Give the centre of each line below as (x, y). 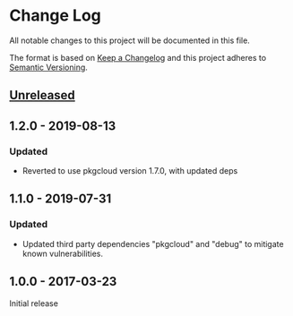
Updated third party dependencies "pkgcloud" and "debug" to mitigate (153, 243)
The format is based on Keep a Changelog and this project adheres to (138, 57)
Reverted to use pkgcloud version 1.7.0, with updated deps (130, 171)
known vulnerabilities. (62, 253)
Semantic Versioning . (48, 67)
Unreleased (43, 95)
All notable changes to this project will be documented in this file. (130, 40)
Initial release (34, 303)
